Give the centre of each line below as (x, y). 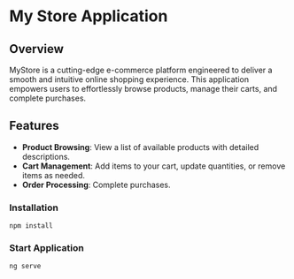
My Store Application (89, 16)
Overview (37, 49)
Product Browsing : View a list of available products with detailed (140, 147)
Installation (34, 207)
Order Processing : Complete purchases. (96, 185)
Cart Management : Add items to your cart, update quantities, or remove (154, 166)
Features (34, 126)
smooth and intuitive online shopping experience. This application (129, 79)
